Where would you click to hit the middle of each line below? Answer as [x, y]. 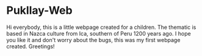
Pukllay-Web [39, 11]
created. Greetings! [31, 46]
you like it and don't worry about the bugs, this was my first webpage [93, 40]
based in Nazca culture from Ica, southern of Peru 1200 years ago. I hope [99, 33]
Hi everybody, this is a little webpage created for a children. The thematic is [101, 27]
